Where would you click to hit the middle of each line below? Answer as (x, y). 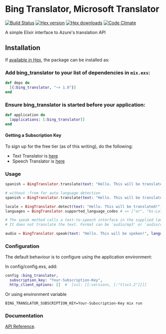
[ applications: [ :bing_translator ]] (47, 120)
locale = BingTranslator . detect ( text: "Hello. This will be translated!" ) (84, 207)
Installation (23, 48)
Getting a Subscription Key (33, 135)
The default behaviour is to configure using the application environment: (79, 257)
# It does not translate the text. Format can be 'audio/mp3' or (74, 225)
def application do (25, 115)
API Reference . (20, 327)
